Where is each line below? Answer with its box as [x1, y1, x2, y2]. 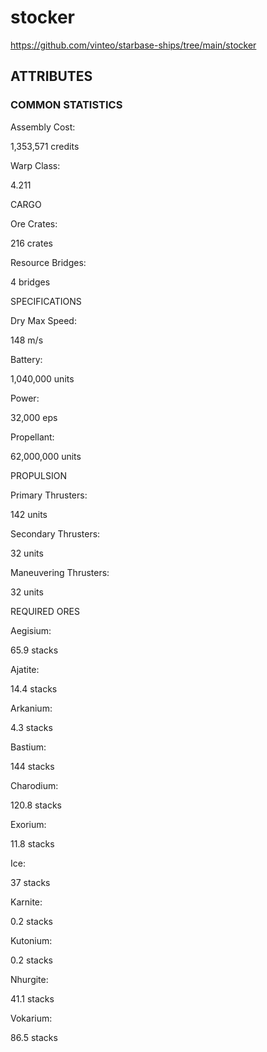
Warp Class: [10, 159, 61, 171]
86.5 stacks [10, 1031, 58, 1043]
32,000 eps [10, 411, 58, 423]
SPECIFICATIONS [10, 295, 82, 307]
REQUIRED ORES [10, 605, 80, 617]
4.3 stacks [10, 721, 53, 733]
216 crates [10, 237, 53, 249]
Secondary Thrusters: [10, 527, 101, 540]
